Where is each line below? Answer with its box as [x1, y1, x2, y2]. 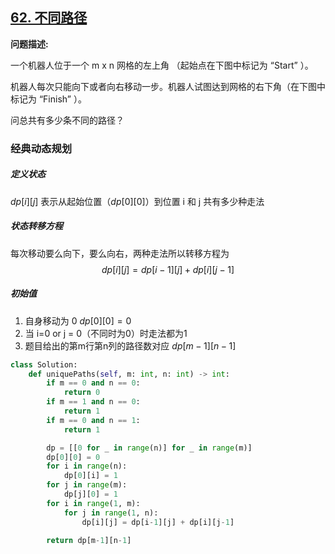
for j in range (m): [46, 480, 128, 490]
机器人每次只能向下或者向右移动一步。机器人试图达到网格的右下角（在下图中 [10, 80, 326, 92]
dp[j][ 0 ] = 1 [63, 489, 118, 500]
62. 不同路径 [10, 9, 88, 27]
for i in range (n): [46, 461, 128, 472]
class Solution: [10, 359, 78, 370]
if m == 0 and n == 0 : [46, 378, 141, 388]
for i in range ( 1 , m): [46, 498, 141, 508]
